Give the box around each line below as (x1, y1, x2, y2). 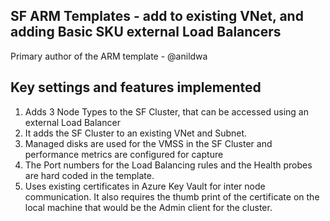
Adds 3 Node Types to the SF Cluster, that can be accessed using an (24, 105, 309, 118)
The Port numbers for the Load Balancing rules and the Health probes (24, 159, 313, 171)
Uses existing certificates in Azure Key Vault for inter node (24, 180, 266, 192)
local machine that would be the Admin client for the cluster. (24, 201, 273, 213)
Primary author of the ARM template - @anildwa (10, 50, 208, 62)
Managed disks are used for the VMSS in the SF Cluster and (24, 137, 273, 149)
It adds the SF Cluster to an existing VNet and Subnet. (24, 127, 248, 139)
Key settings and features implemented (10, 79, 262, 96)
